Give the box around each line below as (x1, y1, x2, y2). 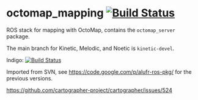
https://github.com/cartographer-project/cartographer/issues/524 (6, 86, 172, 94)
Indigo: (6, 56, 24, 63)
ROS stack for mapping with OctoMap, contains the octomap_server (6, 26, 175, 34)
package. (6, 32, 30, 40)
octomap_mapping (6, 6, 104, 20)
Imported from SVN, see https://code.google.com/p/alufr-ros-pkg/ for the (6, 68, 192, 76)
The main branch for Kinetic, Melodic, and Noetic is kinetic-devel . (6, 45, 175, 52)
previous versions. (6, 74, 53, 82)
